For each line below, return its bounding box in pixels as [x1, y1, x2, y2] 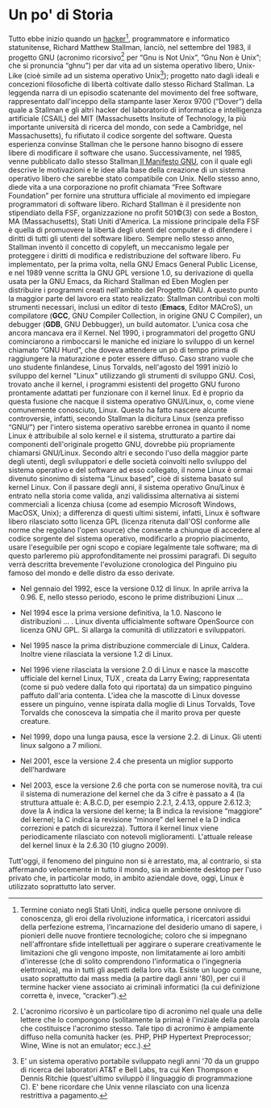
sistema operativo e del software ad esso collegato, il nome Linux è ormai [8, 465, 252, 475]
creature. [19, 716, 51, 725]
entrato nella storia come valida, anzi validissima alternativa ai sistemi [8, 491, 240, 500]
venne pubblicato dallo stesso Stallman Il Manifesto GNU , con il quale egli [8, 156, 252, 166]
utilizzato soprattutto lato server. [8, 881, 116, 891]
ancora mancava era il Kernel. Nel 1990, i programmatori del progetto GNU [8, 328, 256, 337]
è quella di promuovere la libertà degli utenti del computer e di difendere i [8, 224, 252, 235]
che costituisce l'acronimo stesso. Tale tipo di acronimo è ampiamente [19, 1023, 254, 1033]
